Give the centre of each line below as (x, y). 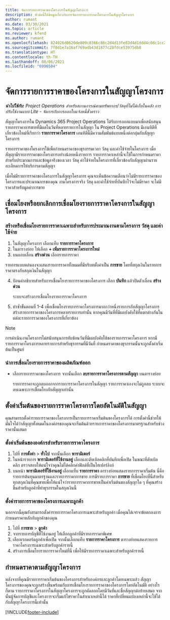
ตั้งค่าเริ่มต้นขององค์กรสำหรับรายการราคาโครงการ (52, 442)
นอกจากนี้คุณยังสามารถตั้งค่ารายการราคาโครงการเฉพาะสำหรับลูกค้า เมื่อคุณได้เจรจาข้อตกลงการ (83, 512)
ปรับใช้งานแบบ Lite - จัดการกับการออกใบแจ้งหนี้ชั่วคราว (52, 111)
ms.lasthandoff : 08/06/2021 (35, 62)
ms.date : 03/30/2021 (27, 24)
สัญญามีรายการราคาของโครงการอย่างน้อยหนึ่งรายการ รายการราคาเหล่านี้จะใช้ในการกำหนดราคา (83, 154)
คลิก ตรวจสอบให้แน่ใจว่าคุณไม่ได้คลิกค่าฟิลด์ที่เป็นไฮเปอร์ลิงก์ (63, 465)
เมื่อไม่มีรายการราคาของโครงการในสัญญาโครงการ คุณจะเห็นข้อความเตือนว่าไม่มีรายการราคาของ (83, 176)
